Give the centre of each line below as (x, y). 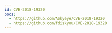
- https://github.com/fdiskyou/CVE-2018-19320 (58, 23)
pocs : (10, 14)
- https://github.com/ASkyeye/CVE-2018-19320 (57, 18)
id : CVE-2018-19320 (25, 9)
